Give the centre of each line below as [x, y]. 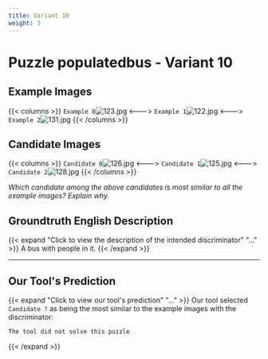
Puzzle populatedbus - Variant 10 [120, 62]
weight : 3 [25, 23]
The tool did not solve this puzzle [69, 331]
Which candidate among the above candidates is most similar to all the [126, 187]
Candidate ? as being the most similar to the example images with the [122, 308]
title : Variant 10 [39, 16]
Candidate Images [55, 144]
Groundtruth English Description [91, 221]
